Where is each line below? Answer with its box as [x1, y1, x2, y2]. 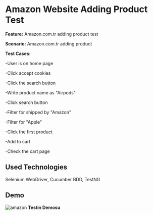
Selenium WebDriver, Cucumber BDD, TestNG [5, 176, 100, 182]
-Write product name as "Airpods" [5, 89, 76, 95]
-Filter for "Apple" [5, 119, 42, 125]
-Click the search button [5, 80, 56, 86]
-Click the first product [5, 129, 53, 135]
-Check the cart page [5, 148, 50, 154]
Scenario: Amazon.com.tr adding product [5, 40, 92, 46]
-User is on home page [5, 60, 54, 66]
